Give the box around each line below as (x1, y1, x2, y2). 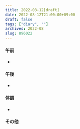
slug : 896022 (5, 31, 33, 36)
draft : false (5, 17, 33, 22)
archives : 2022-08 (5, 26, 44, 31)
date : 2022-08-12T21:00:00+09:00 (5, 12, 75, 17)
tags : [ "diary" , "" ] (5, 21, 49, 27)
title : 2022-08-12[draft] (5, 7, 59, 13)
